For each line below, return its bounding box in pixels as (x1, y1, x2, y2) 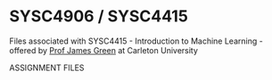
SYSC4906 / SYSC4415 (9, 6, 189, 27)
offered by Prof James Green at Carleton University (9, 44, 199, 55)
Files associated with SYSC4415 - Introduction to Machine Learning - (9, 36, 263, 46)
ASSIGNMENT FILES (9, 62, 85, 73)
